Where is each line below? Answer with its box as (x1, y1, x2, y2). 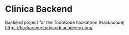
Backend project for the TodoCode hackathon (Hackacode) (5, 19, 125, 25)
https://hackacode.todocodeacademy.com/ (5, 24, 93, 30)
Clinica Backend (5, 3, 73, 15)
